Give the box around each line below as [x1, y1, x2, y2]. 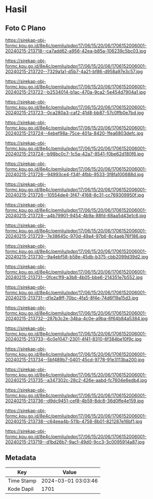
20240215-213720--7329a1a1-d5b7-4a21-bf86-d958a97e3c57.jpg [5, 68, 143, 74]
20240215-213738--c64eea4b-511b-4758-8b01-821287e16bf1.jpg [5, 418, 142, 424]
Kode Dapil [8, 485, 34, 492]
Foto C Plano [5, 24, 46, 32]
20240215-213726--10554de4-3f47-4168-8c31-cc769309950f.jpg [5, 192, 144, 198]
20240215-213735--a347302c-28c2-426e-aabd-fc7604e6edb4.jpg [5, 377, 147, 383]
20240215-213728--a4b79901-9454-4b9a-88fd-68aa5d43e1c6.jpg [5, 213, 146, 218]
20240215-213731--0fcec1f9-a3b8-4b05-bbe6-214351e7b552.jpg [5, 275, 143, 280]
